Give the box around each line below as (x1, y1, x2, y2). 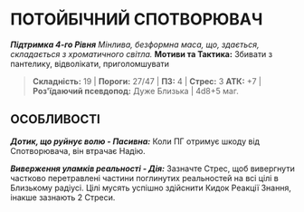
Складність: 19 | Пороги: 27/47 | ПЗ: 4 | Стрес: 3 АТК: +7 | (32, 75, 261, 86)
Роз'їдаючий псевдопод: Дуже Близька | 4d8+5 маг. (32, 85, 239, 96)
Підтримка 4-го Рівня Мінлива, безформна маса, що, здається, (10, 39, 261, 50)
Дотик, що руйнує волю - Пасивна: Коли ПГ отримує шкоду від (10, 136, 261, 147)
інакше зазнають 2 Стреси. (10, 191, 116, 203)
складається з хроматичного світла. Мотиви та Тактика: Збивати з (10, 48, 273, 59)
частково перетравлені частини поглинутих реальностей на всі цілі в (10, 172, 279, 183)
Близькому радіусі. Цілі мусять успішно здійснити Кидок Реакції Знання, (10, 182, 292, 193)
